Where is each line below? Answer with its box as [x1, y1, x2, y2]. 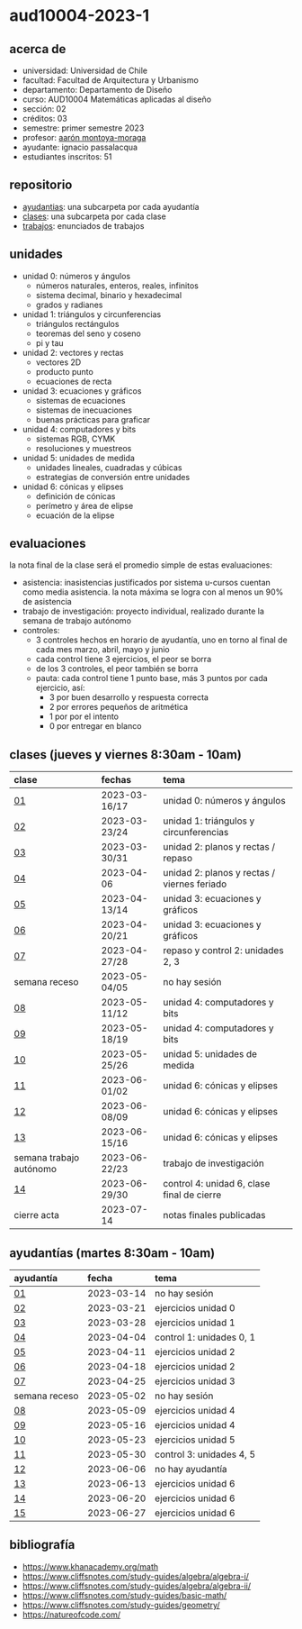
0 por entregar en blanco [49, 721, 142, 732]
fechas [101, 774, 132, 787]
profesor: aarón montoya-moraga [22, 132, 147, 142]
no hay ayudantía [154, 1463, 227, 1476]
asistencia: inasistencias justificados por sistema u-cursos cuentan [22, 578, 271, 588]
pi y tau [35, 337, 65, 348]
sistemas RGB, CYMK [35, 433, 116, 444]
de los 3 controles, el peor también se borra [35, 663, 199, 674]
